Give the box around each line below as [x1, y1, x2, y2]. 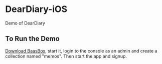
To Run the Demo [5, 34, 60, 43]
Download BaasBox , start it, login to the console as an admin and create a [5, 47, 157, 53]
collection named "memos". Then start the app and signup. [5, 53, 127, 59]
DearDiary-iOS [5, 3, 68, 15]
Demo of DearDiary [5, 20, 45, 26]
